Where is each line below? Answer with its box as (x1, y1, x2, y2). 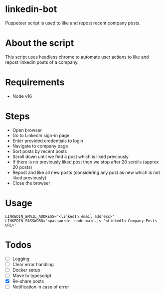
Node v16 (12, 93, 32, 99)
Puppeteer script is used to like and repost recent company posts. (5, 20, 141, 26)
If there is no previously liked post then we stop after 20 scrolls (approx (12, 158, 159, 165)
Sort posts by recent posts (12, 148, 67, 154)
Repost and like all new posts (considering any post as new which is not (12, 169, 161, 175)
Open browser (12, 127, 42, 133)
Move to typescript (12, 273, 51, 279)
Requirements (5, 77, 65, 88)
